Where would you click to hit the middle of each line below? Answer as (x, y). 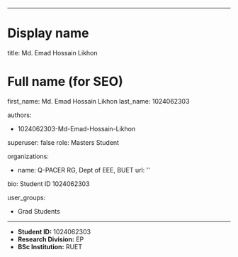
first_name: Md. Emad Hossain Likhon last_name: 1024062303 (98, 101)
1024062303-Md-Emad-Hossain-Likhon (76, 128)
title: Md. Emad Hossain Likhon (52, 53)
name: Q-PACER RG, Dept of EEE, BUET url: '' (84, 170)
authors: (19, 115)
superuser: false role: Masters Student (63, 142)
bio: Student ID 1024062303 (49, 184)
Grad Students (39, 211)
